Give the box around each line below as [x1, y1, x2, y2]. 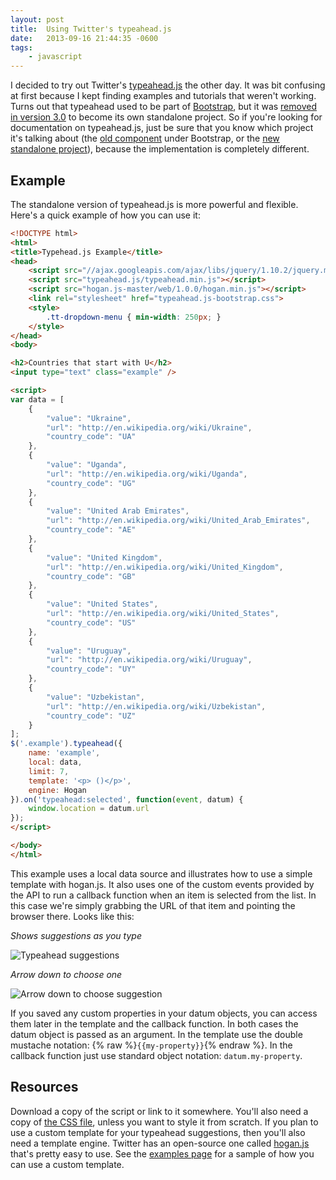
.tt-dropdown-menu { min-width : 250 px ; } [46, 312, 222, 322]
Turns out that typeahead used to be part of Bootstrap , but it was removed [10, 101, 317, 113]
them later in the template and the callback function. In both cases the [10, 1017, 299, 1030]
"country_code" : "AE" [46, 525, 137, 535]
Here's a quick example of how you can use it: [10, 209, 201, 221]
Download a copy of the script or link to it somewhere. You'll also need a [10, 1105, 309, 1117]
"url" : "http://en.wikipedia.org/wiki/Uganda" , [46, 469, 248, 479]
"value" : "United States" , [46, 599, 159, 610]
